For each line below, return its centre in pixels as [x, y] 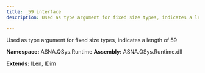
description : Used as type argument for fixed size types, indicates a [99, 17]
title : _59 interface [34, 12]
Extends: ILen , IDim [31, 63]
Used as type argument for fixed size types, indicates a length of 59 [92, 40]
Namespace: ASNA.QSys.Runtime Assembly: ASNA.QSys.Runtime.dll [94, 51]
